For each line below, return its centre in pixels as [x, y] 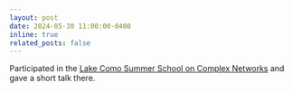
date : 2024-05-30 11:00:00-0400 [70, 26]
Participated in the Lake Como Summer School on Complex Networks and [147, 69]
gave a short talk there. [52, 78]
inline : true [34, 34]
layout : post [34, 18]
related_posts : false [50, 43]
